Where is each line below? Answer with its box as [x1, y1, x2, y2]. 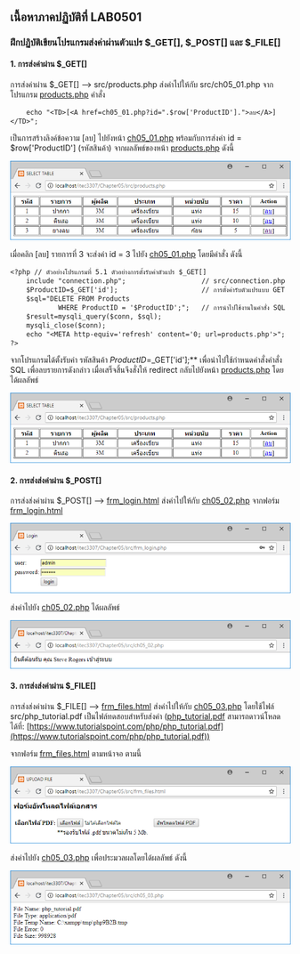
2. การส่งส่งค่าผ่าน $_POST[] [10, 474, 101, 486]
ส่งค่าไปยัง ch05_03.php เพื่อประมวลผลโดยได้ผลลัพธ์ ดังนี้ [10, 853, 188, 863]
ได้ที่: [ [10, 721, 30, 732]
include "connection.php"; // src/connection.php [26, 276, 286, 286]
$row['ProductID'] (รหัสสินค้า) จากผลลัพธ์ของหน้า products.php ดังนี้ [10, 142, 235, 153]
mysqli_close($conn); [26, 320, 106, 330]
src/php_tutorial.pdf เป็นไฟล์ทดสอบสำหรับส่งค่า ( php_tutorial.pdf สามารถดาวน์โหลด [10, 710, 281, 722]
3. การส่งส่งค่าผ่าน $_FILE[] [10, 681, 97, 691]
